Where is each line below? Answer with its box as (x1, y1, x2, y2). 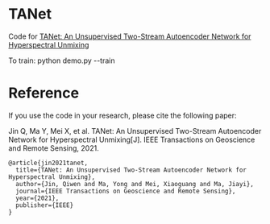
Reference (8, 84, 79, 102)
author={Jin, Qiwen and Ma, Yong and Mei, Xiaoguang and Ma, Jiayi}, (15, 180, 254, 188)
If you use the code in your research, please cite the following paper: (8, 110, 237, 120)
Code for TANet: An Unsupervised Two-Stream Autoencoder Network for (8, 31, 251, 41)
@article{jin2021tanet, (8, 159, 89, 167)
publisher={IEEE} (15, 201, 74, 209)
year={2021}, (15, 194, 60, 202)
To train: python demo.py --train (8, 56, 115, 65)
